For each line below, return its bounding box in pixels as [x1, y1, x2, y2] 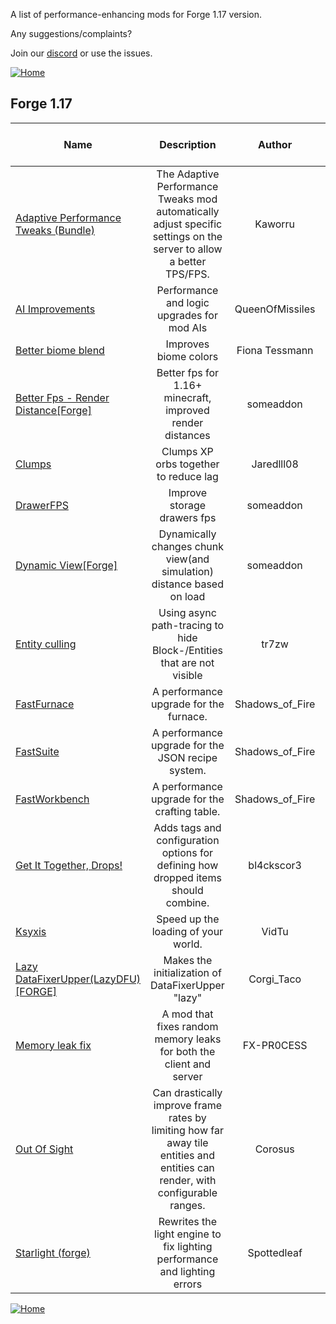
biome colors [156, 349, 219, 363]
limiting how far [151, 1123, 224, 1137]
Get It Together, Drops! [15, 858, 123, 872]
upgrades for [156, 308, 218, 322]
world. [173, 937, 203, 951]
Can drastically [152, 1085, 223, 1099]
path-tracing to [151, 618, 225, 632]
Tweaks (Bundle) [15, 223, 96, 237]
